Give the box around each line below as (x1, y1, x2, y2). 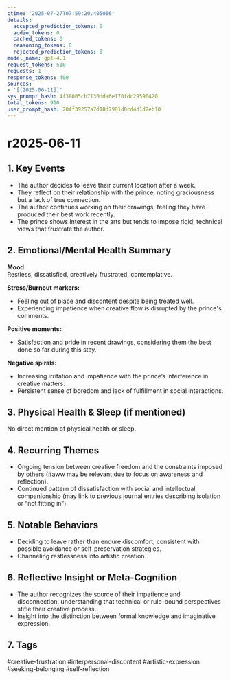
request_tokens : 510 (7, 61, 67, 68)
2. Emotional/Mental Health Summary (7, 245, 172, 256)
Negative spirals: (7, 359, 57, 367)
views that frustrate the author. (16, 225, 105, 233)
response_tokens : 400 (7, 73, 69, 81)
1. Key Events (7, 163, 65, 174)
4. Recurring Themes (7, 444, 100, 456)
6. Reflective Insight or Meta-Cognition (7, 571, 177, 584)
